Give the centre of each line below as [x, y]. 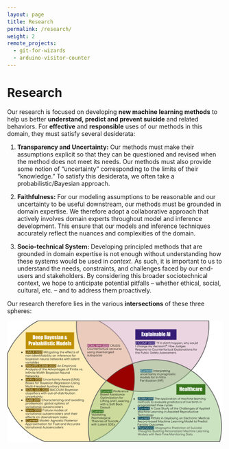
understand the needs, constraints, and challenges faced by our [108, 268]
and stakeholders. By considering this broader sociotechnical [121, 275]
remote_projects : [32, 44]
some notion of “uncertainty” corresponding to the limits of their [108, 169]
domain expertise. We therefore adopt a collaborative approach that [113, 211]
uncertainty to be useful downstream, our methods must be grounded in [119, 204]
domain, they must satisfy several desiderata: [71, 133]
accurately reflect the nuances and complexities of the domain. [106, 233]
